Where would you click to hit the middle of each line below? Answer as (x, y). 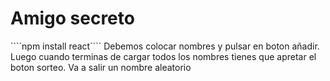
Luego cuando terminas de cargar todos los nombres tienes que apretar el (163, 56)
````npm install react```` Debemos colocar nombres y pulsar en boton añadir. (165, 46)
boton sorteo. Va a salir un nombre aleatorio (101, 67)
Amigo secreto (72, 18)
